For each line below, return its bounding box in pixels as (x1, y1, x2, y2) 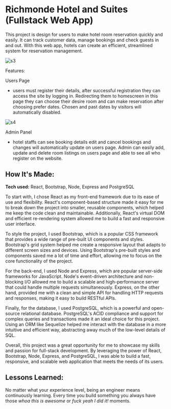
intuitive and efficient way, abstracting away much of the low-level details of (5, 327, 166, 333)
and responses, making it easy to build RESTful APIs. (5, 295, 116, 301)
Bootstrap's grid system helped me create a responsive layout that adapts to (5, 242, 166, 248)
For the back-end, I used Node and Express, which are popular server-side (5, 268, 163, 274)
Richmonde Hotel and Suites (5, 4, 128, 15)
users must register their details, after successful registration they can (12, 87, 161, 93)
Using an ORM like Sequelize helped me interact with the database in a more (5, 321, 166, 327)
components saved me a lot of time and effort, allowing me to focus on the (5, 252, 162, 259)
